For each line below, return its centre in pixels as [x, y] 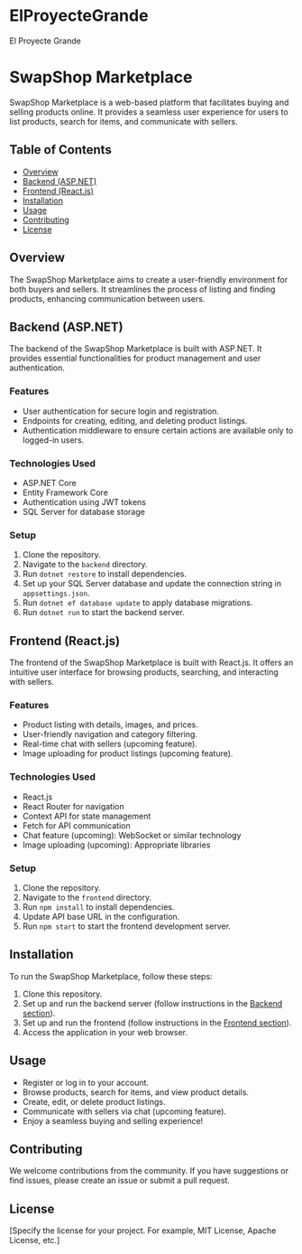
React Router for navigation [73, 806]
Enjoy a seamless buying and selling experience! [113, 1120]
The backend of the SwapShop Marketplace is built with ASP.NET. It [136, 349]
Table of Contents [61, 150]
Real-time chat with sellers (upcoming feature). [110, 744]
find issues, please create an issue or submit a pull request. [119, 1181]
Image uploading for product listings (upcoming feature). [128, 753]
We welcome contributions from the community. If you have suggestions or [149, 1171]
